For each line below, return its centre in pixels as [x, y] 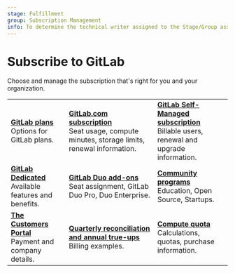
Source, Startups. [186, 199]
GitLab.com [88, 114]
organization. [26, 88]
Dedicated [28, 178]
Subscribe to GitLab [66, 61]
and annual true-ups [104, 237]
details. [23, 259]
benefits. [25, 204]
